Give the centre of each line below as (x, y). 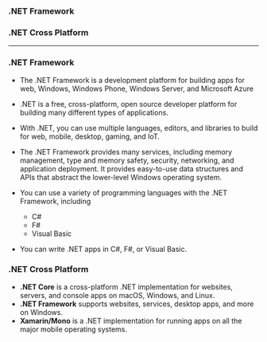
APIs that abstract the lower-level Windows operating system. (121, 177)
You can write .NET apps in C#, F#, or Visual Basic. (103, 249)
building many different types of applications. (94, 112)
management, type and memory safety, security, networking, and (127, 160)
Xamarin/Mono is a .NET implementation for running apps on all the (131, 320)
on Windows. (41, 312)
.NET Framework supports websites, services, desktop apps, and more (137, 304)
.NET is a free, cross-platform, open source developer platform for (128, 104)
